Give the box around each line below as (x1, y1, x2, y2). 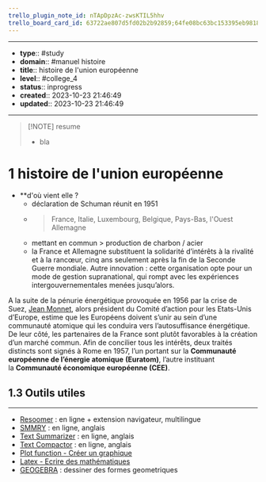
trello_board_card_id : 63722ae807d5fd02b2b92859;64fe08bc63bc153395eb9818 (8, 19, 260, 27)
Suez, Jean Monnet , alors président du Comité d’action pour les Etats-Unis (8, 304, 252, 314)
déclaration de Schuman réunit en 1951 (31, 199, 158, 208)
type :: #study (19, 48, 65, 58)
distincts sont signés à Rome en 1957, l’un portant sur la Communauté (8, 346, 237, 356)
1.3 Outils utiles (8, 386, 85, 400)
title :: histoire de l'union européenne (19, 65, 139, 75)
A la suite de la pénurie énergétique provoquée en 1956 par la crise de (8, 296, 237, 305)
